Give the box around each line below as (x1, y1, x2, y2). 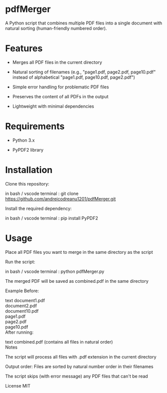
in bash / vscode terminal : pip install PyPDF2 (5, 215, 98, 221)
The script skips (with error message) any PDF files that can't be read (5, 373, 148, 379)
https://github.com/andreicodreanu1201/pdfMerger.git (5, 196, 116, 201)
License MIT (5, 383, 31, 389)
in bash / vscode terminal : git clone (5, 191, 79, 196)
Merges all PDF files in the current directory (12, 59, 102, 65)
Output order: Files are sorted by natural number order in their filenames (5, 363, 154, 370)
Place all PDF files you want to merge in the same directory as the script (5, 249, 153, 255)
